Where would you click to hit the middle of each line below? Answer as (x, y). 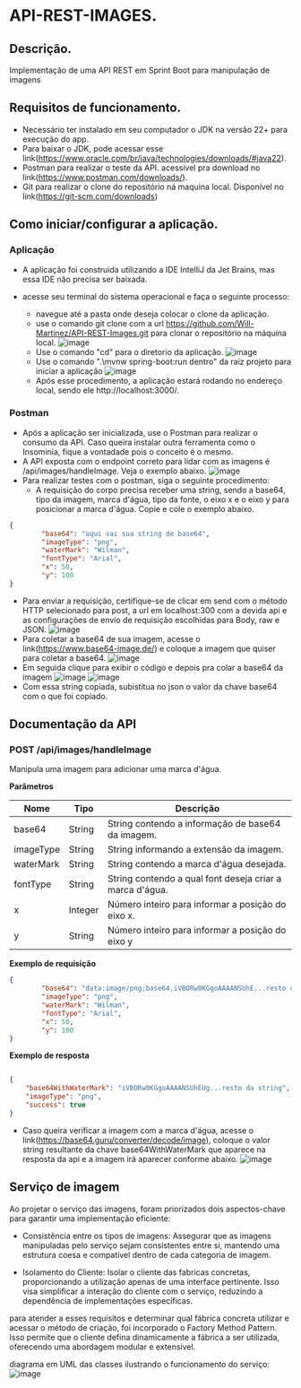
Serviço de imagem (64, 1188)
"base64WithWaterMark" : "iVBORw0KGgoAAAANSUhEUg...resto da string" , (158, 1089)
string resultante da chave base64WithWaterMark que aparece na (144, 1149)
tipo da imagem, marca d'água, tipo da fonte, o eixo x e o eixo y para (162, 499)
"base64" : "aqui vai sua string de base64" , (126, 534)
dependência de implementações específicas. (107, 1300)
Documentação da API (73, 724)
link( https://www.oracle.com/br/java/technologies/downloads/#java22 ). (154, 158)
